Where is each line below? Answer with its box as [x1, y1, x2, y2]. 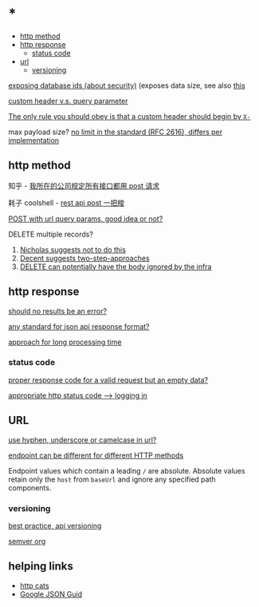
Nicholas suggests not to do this [19, 244, 126, 254]
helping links [8, 560, 73, 573]
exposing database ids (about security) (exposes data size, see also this [8, 81, 245, 90]
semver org [8, 536, 46, 546]
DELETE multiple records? [8, 229, 94, 239]
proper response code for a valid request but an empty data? [8, 375, 209, 384]
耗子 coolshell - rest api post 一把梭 [8, 197, 125, 208]
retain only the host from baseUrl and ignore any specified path [8, 474, 217, 484]
